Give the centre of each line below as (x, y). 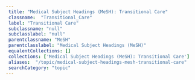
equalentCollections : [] (39, 51)
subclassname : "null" (35, 29)
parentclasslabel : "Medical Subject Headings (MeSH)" (77, 46)
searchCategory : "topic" (39, 68)
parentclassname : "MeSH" (39, 40)
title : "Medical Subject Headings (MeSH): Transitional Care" (88, 12)
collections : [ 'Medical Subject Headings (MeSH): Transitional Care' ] (99, 57)
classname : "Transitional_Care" (50, 17)
